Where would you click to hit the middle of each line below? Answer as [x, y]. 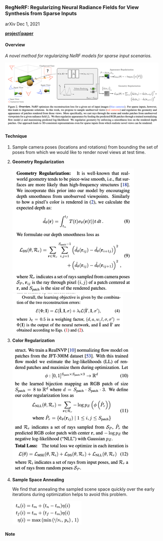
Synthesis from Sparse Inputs [41, 13]
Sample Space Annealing [38, 479]
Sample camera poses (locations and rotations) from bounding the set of [85, 147]
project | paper [19, 34]
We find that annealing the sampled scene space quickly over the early [83, 489]
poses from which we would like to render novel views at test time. [79, 152]
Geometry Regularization [38, 162]
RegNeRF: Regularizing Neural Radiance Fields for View [72, 7]
